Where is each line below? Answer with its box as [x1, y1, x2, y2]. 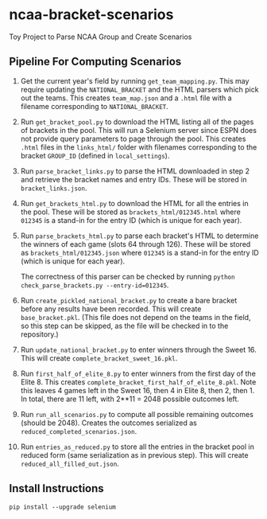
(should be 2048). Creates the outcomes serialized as [20, 418, 197, 427]
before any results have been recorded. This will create [20, 304, 202, 314]
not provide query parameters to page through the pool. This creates [20, 134, 246, 143]
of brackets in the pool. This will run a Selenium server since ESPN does [20, 125, 257, 135]
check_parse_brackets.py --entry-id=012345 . [20, 280, 169, 290]
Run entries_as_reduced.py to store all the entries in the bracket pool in [20, 442, 255, 451]
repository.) [20, 329, 59, 339]
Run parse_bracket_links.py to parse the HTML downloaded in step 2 [20, 166, 250, 176]
